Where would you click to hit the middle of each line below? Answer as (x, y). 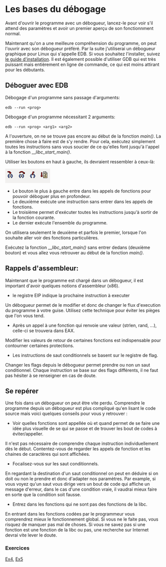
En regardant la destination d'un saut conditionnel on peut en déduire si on (82, 473)
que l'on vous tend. (25, 316)
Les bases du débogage (56, 9)
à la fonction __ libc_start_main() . (38, 152)
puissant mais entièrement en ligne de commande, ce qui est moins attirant (82, 64)
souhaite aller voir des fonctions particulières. (52, 237)
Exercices (17, 548)
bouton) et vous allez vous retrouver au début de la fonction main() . (75, 252)
